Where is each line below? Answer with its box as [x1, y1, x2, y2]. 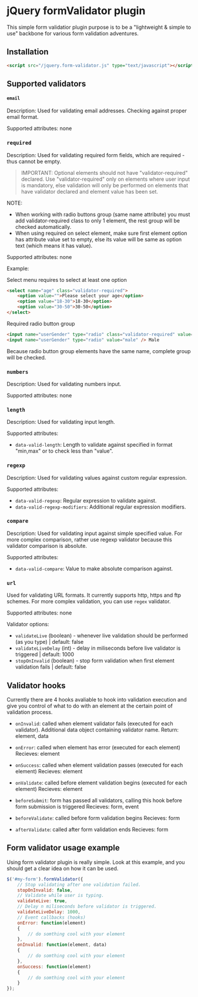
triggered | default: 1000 [15, 651, 74, 658]
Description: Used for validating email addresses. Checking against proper [6, 107, 187, 114]
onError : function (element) [17, 920, 86, 926]
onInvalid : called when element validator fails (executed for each [15, 720, 174, 727]
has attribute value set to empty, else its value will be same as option [15, 235, 182, 242]
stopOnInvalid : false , [17, 887, 73, 893]
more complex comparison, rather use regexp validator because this [6, 536, 172, 543]
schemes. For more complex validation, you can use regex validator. [6, 598, 171, 605]
